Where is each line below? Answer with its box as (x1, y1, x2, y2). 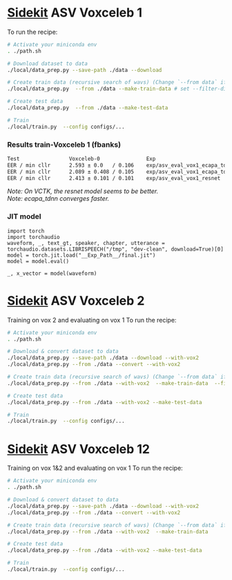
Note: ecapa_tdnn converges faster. (7, 194, 110, 203)
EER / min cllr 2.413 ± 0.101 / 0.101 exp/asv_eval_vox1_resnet (7, 174, 221, 181)
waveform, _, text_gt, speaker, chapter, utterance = (7, 239, 166, 246)
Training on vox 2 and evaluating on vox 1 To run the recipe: (7, 316, 177, 324)
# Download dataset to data (7, 60, 88, 67)
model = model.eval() (7, 257, 70, 264)
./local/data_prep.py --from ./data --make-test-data (7, 105, 168, 111)
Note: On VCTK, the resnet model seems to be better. (7, 187, 159, 195)
